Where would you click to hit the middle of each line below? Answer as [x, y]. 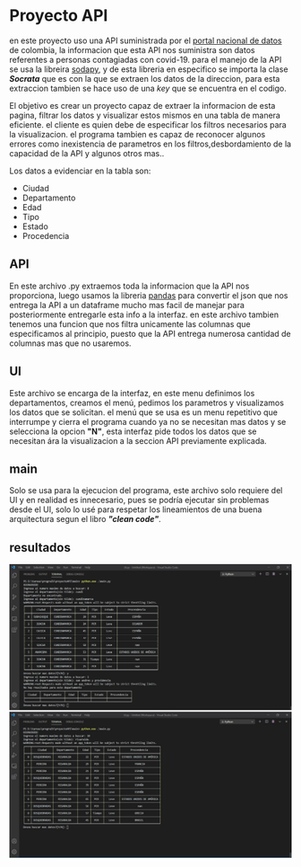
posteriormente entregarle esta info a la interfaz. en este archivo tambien [144, 314]
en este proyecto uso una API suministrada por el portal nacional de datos [146, 40]
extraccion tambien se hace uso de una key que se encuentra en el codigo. [148, 88]
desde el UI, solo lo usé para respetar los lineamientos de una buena [136, 509]
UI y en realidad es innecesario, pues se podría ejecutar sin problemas [139, 500]
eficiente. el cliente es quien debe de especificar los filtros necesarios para [148, 124]
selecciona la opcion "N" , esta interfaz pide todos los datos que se [133, 431]
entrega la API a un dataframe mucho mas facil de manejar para [127, 305]
